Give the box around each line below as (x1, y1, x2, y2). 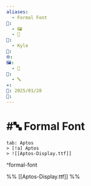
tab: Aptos (6, 140, 34, 146)
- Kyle (12, 43, 29, 49)
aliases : (6, 8, 29, 15)
